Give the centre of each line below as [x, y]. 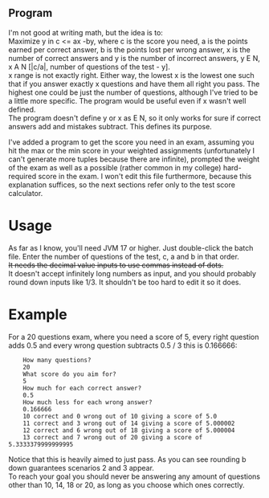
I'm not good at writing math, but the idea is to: [86, 32]
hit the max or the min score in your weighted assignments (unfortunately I [132, 150]
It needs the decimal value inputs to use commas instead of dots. [116, 265]
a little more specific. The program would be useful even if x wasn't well [127, 100]
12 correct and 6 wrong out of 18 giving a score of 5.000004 [129, 430]
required [22, 176]
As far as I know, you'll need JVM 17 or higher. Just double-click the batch [131, 247]
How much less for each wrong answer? [88, 402]
